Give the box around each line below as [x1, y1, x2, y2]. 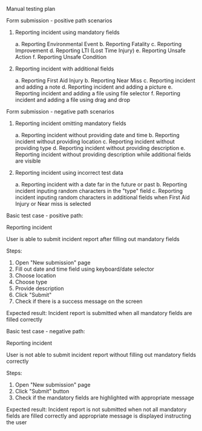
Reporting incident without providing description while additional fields [15, 151, 192, 158]
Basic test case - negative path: [6, 328, 86, 334]
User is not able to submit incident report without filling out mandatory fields [6, 351, 197, 358]
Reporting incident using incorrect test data [15, 169, 124, 176]
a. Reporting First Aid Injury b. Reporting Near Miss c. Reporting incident [15, 77, 195, 84]
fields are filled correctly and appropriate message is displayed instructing [6, 412, 192, 419]
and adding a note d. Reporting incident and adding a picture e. [15, 83, 173, 90]
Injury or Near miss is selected [15, 200, 91, 207]
